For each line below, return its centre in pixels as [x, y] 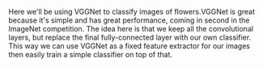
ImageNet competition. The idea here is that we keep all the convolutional [131, 29]
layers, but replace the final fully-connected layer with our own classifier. [130, 37]
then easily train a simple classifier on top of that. [90, 54]
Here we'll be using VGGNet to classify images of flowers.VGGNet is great [132, 12]
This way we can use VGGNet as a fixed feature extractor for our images [129, 46]
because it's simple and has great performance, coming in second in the [129, 20]
